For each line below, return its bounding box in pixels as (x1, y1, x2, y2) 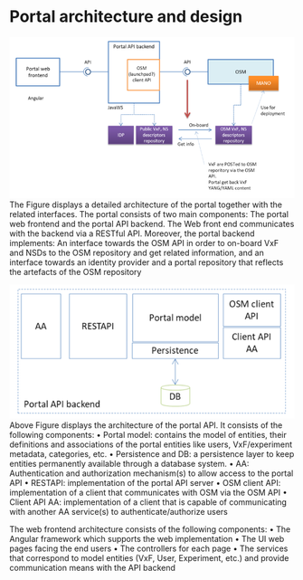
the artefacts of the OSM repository (9, 267, 142, 278)
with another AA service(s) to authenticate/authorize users (9, 507, 228, 518)
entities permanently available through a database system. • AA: (9, 459, 250, 470)
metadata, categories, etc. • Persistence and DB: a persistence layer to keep (9, 449, 295, 460)
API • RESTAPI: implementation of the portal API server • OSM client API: (9, 478, 281, 489)
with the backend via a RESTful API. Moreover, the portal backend (9, 228, 255, 239)
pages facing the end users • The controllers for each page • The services (9, 543, 289, 554)
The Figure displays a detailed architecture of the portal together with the (9, 199, 283, 210)
